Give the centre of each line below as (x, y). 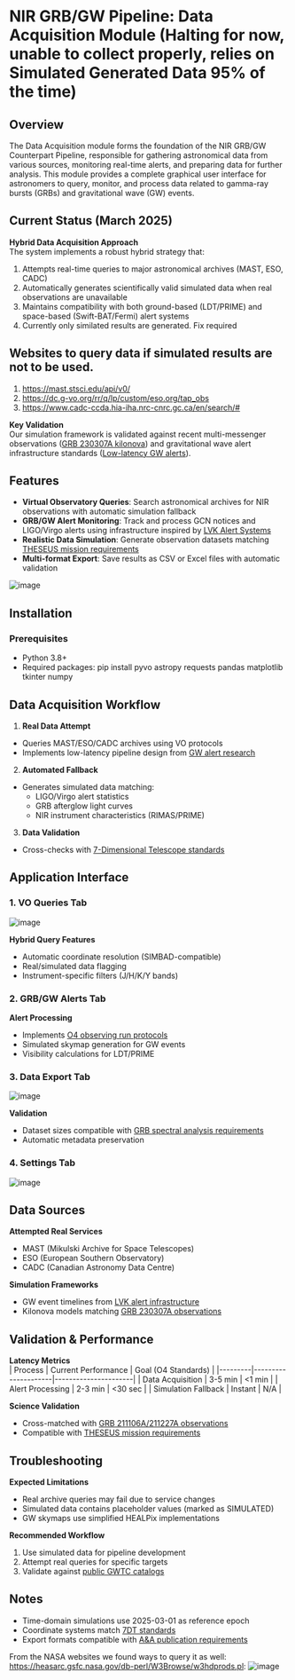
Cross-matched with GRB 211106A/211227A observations (125, 1424)
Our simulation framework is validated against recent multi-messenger (138, 434)
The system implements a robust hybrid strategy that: (107, 251)
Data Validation (51, 832)
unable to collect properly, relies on (142, 54)
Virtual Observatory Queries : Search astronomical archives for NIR (145, 502)
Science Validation (44, 1406)
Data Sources (47, 1210)
